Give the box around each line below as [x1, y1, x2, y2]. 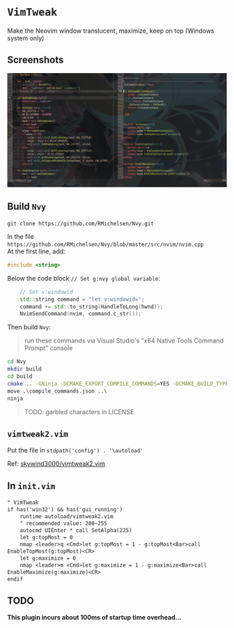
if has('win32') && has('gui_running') [7, 506, 123, 513]
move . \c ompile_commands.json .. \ [7, 387, 108, 395]
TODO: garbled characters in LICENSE [24, 407, 134, 416]
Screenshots [7, 54, 64, 66]
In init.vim [7, 480, 56, 492]
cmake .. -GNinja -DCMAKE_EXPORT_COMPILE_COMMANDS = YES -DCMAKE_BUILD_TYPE [7, 380, 229, 387]
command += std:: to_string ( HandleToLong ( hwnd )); [19, 303, 164, 310]
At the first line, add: [7, 247, 65, 256]
